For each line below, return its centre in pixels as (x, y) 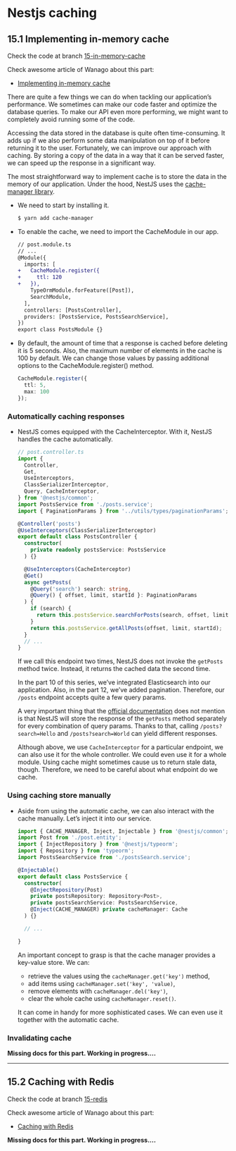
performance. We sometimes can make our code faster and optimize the (112, 104)
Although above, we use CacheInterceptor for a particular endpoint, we (120, 747)
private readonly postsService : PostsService (98, 550)
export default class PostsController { (77, 537)
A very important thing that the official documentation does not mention (121, 711)
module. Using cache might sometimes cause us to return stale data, (117, 762)
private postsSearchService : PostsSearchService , (104, 903)
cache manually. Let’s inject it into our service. (84, 818)
